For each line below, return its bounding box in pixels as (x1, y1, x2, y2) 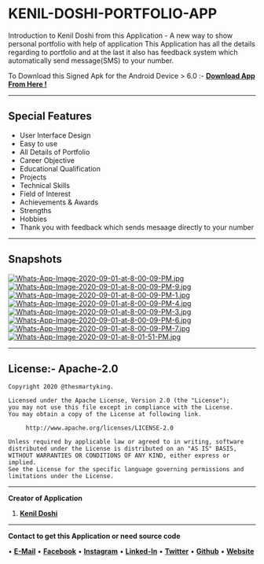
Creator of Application (8, 493, 82, 503)
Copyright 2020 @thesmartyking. (8, 383, 114, 391)
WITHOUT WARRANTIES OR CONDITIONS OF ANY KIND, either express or (8, 452, 230, 460)
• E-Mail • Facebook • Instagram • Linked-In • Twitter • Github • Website (8, 547, 255, 556)
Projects (19, 172, 47, 182)
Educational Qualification (19, 164, 101, 173)
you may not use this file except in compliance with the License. (8, 404, 234, 411)
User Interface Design (19, 131, 91, 140)
